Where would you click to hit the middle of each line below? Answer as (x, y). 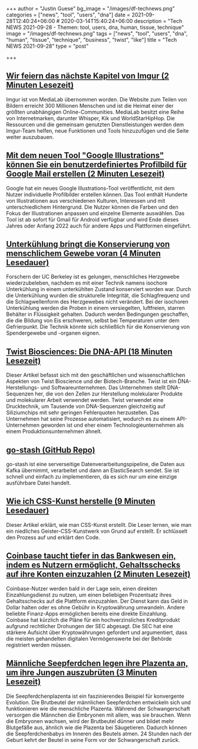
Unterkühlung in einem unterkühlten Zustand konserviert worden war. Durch (99, 289)
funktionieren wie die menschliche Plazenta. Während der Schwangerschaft (98, 708)
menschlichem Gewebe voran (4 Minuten (83, 254)
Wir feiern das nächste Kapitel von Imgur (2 (88, 76)
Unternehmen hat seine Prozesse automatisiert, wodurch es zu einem (91, 419)
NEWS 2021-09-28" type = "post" (47, 46)
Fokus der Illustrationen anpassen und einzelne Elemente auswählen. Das (95, 213)
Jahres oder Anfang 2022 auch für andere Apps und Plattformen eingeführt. (99, 226)
